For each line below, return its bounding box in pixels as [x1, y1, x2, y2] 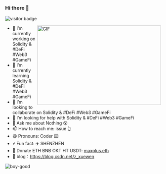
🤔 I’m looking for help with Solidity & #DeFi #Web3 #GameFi [12, 115, 134, 121]
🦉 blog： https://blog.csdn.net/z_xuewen [12, 154, 95, 160]
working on [12, 36, 36, 42]
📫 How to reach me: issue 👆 [12, 126, 72, 132]
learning [12, 73, 30, 79]
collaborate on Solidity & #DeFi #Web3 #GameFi [12, 110, 111, 116]
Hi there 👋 [5, 4, 30, 11]
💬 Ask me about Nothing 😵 [12, 120, 68, 126]
